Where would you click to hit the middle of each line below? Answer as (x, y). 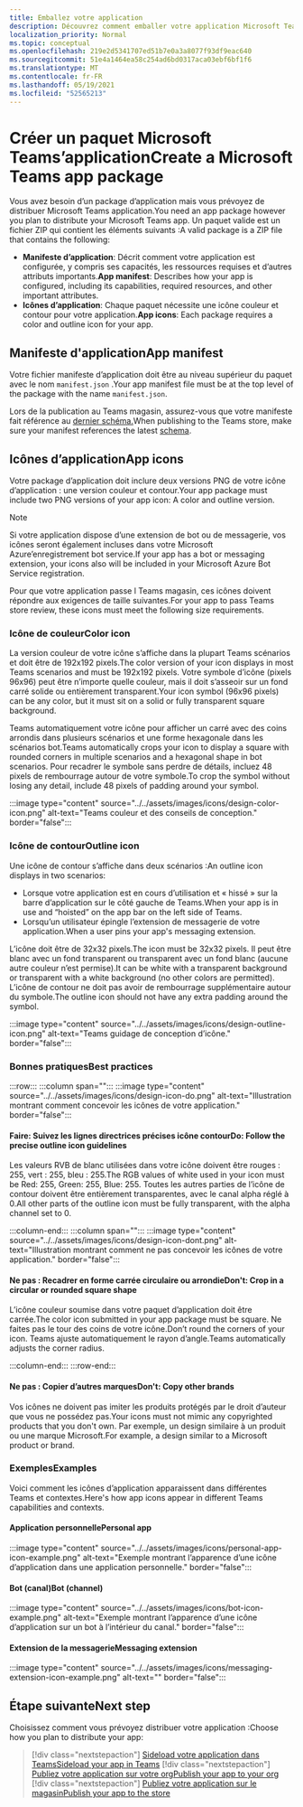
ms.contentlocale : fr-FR (56, 77)
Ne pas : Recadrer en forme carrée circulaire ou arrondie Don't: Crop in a (147, 1280)
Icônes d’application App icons (97, 459)
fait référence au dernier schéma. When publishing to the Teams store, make (151, 421)
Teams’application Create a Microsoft (151, 157)
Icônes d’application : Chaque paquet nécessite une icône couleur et (151, 305)
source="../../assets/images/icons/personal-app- (191, 1548)
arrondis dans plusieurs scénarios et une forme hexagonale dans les (137, 738)
